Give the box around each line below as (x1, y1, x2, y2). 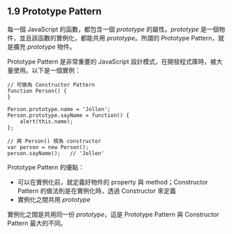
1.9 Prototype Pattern (7, 6, 102, 17)
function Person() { (7, 87, 68, 94)
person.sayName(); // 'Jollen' (7, 149, 105, 156)
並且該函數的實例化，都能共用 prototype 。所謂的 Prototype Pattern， (19, 34, 219, 42)
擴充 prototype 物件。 (13, 42, 76, 51)
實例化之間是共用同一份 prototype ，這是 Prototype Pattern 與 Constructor (7, 210, 219, 219)
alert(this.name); (20, 118, 73, 125)
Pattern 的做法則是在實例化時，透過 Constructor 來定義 (17, 187, 176, 195)
